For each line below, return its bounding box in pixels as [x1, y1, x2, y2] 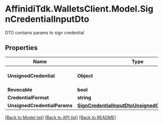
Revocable [7, 86, 33, 93]
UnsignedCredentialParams [7, 102, 73, 109]
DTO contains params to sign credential [5, 30, 84, 35]
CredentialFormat [7, 94, 49, 101]
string [77, 94, 91, 101]
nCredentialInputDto [5, 14, 90, 25]
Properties [5, 44, 38, 52]
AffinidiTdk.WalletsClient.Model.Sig [5, 3, 154, 15]
